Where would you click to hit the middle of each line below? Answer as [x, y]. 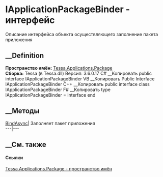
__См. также [26, 144]
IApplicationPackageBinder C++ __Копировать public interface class [78, 84]
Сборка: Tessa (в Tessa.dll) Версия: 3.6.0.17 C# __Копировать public [78, 73]
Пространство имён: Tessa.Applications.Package [59, 68]
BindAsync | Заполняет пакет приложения [50, 123]
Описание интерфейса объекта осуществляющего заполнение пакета [82, 34]
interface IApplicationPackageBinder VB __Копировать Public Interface [80, 79]
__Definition [25, 56]
